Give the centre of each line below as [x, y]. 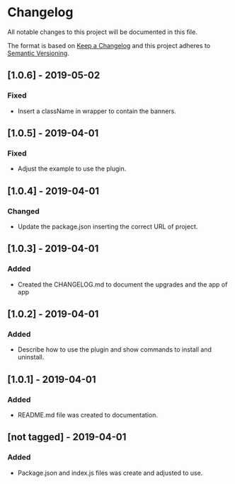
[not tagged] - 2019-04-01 [67, 437]
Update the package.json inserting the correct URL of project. [108, 226]
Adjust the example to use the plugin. [72, 169]
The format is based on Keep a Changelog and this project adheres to [109, 45]
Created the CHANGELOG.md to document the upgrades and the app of [122, 284]
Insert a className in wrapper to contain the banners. [97, 111]
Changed [24, 211]
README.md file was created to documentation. [87, 415]
